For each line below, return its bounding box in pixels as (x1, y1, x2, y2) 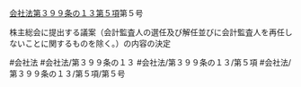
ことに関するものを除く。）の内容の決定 (24, 39, 171, 48)
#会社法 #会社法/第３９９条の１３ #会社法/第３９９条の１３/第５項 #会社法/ (9, 57, 292, 67)
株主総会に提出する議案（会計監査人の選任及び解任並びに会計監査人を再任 (9, 27, 285, 38)
